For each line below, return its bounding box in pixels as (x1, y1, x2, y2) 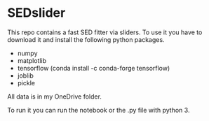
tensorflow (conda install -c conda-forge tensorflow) (17, 64, 170, 72)
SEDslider (7, 5, 66, 21)
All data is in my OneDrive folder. (7, 92, 102, 101)
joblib (17, 71, 34, 80)
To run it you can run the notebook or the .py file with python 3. (7, 106, 190, 114)
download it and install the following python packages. (7, 35, 165, 43)
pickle (17, 78, 35, 87)
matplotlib (17, 56, 47, 64)
